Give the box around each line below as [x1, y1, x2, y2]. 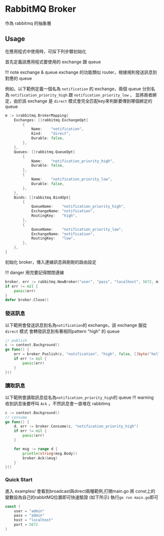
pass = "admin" [14, 513, 45, 518]
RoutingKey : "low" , [31, 236, 76, 241]
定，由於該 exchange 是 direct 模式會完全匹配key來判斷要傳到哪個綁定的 [5, 98, 153, 104]
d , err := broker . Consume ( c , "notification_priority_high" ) [14, 424, 139, 429]
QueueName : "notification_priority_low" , [31, 227, 123, 232]
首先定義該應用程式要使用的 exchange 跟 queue [5, 59, 101, 65]
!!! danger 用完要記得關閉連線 [5, 269, 64, 275]
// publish [5, 338, 27, 343]
